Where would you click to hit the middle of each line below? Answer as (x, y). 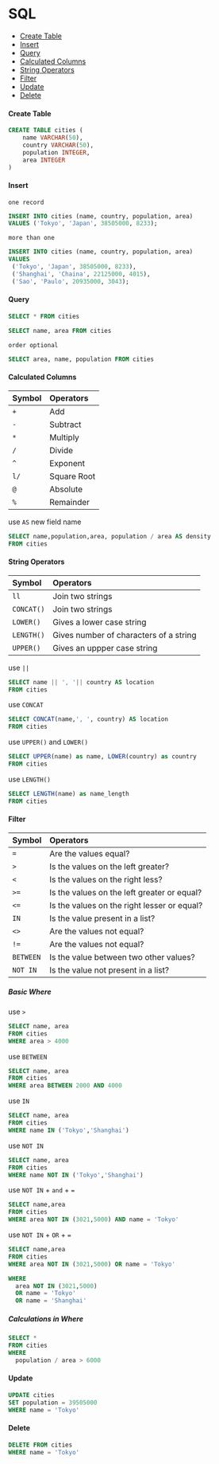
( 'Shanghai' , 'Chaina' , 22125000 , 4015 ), (81, 274)
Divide (61, 450)
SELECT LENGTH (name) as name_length (69, 793)
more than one (32, 238)
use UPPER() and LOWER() (48, 742)
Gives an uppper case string (105, 648)
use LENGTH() (30, 779)
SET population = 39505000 (53, 1403)
